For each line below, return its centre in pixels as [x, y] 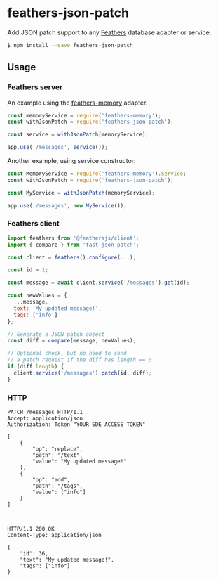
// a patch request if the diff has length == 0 [80, 360]
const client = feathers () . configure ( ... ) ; [72, 257]
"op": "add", [52, 479]
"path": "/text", [57, 455]
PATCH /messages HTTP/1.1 [45, 412]
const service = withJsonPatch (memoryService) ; [78, 135]
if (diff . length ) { [36, 367]
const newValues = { [38, 296]
